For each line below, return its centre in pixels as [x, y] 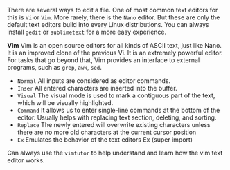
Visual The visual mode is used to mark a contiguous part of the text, [116, 95]
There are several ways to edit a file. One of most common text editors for [113, 10]
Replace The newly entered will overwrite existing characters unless [114, 125]
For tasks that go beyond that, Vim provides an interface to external [104, 60]
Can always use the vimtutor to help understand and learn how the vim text [115, 153]
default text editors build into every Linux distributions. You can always [108, 25]
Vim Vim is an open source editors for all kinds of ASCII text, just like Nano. [114, 45]
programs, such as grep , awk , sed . [55, 67]
